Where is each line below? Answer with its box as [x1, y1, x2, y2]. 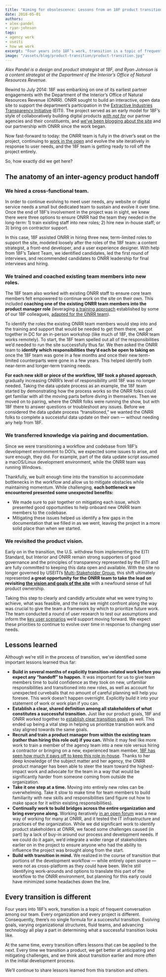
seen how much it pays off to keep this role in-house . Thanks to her [12, 752, 150, 758]
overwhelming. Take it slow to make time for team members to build [12, 789, 151, 795]
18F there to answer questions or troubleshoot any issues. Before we [5, 404, 145, 410]
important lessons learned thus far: [5, 659, 77, 665]
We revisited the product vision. [5, 538, 84, 545]
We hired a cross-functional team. [5, 187, 89, 194]
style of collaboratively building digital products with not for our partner [5, 113, 151, 119]
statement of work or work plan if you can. [12, 700, 99, 706]
